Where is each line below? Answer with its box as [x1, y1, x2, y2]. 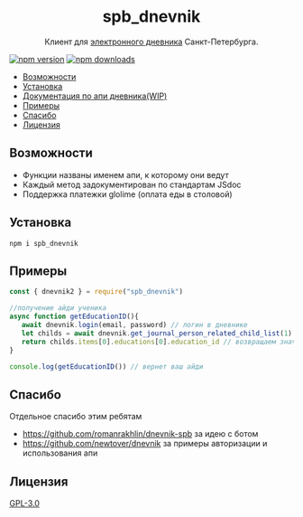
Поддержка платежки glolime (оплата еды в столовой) [22, 188, 233, 200]
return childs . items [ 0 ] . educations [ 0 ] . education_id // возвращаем [21, 337, 277, 346]
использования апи [22, 447, 98, 458]
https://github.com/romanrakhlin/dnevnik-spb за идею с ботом [22, 428, 259, 439]
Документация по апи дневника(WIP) [22, 90, 168, 101]
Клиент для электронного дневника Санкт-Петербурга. [44, 36, 259, 47]
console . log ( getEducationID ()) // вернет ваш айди [9, 362, 204, 371]
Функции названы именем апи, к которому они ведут [22, 169, 229, 180]
